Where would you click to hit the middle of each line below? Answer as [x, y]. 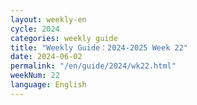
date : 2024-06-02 [46, 57]
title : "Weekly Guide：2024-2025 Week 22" [99, 47]
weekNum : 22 [35, 76]
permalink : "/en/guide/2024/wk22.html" [93, 66]
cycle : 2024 [35, 29]
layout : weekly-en [48, 19]
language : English [48, 85]
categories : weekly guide [64, 38]
